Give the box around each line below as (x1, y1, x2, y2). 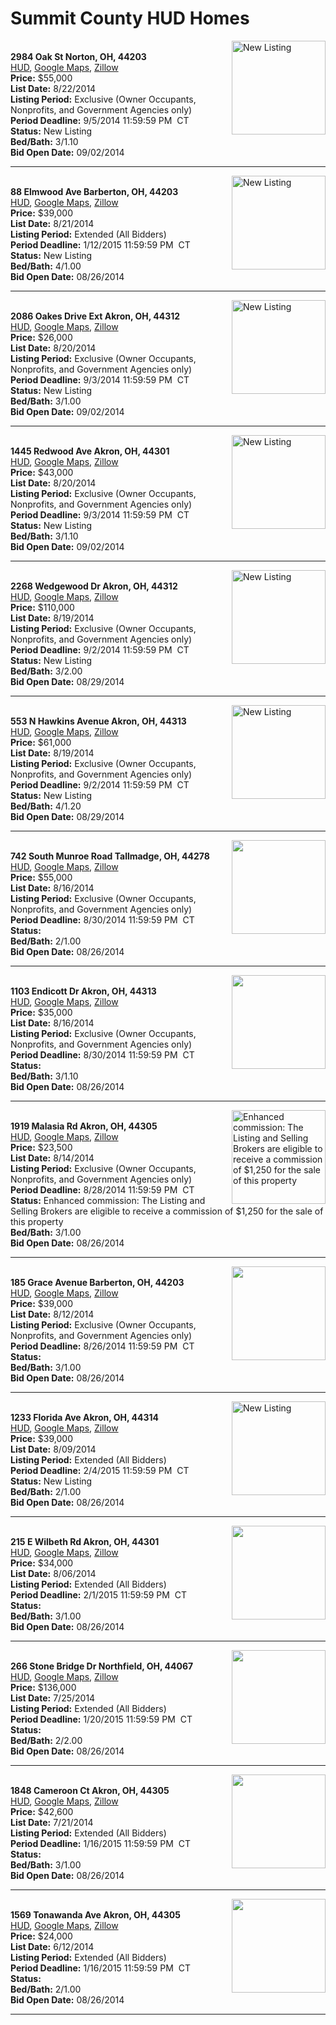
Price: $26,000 (10, 331, 73, 343)
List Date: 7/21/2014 (10, 1816, 94, 1828)
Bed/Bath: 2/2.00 (10, 1734, 83, 1746)
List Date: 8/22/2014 (10, 82, 97, 94)
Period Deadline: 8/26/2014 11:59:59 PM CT (10, 1340, 195, 1352)
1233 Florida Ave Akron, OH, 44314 (10, 1411, 160, 1423)
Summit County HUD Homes (10, 7, 250, 30)
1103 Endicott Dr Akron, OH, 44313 (10, 985, 157, 997)
